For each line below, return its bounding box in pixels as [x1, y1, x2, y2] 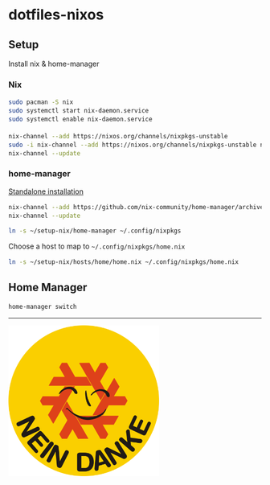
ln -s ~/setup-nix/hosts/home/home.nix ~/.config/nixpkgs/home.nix [8, 258, 239, 266]
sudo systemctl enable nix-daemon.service [8, 115, 153, 124]
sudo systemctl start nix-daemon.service [8, 107, 149, 115]
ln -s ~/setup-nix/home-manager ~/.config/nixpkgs [8, 227, 182, 235]
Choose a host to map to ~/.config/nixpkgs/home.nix [8, 241, 186, 251]
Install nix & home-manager [8, 59, 100, 68]
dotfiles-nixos [8, 6, 104, 24]
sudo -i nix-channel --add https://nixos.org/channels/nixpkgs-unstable [8, 141, 257, 149]
